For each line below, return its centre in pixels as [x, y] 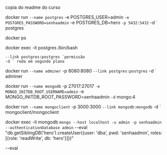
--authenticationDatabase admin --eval [46, 127]
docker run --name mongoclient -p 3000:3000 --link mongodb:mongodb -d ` [83, 107]
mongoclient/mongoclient [32, 112]
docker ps [16, 38]
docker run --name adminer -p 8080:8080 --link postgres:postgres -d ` [81, 71]
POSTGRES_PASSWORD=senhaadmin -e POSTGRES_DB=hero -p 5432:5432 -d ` [81, 23]
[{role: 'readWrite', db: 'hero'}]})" [40, 138]
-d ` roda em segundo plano [35, 61]
